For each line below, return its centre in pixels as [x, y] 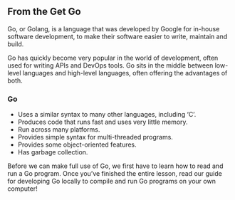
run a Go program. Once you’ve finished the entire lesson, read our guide [115, 174]
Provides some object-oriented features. [77, 144]
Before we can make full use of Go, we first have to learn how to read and [115, 166]
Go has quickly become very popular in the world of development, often [113, 58]
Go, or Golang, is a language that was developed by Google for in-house [114, 28]
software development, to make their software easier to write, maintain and [117, 36]
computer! [22, 189]
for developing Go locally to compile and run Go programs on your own [111, 181]
